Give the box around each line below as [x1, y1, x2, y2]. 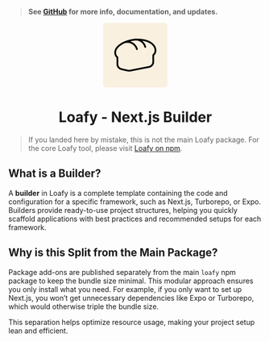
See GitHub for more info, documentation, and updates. [27, 7, 218, 16]
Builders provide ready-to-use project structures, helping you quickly [8, 205, 238, 215]
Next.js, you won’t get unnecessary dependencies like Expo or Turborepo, [8, 293, 255, 302]
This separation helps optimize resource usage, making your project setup [8, 317, 255, 327]
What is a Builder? [8, 167, 101, 181]
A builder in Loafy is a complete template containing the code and [8, 188, 228, 198]
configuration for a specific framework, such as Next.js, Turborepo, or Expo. [8, 197, 262, 206]
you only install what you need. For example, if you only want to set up [8, 284, 242, 294]
